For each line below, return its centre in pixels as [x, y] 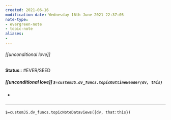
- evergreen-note [24, 24]
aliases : [15, 34]
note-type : [17, 19]
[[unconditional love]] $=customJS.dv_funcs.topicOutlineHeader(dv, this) [84, 82]
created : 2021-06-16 [27, 10]
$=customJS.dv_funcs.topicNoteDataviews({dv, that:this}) [68, 112]
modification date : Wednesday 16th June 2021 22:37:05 [65, 15]
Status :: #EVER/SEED [28, 70]
